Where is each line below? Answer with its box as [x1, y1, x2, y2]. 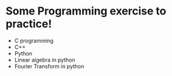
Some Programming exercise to [5, 4, 167, 18]
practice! [5, 17, 52, 31]
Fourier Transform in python [14, 62, 84, 70]
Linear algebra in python [14, 56, 75, 63]
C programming [14, 37, 54, 44]
